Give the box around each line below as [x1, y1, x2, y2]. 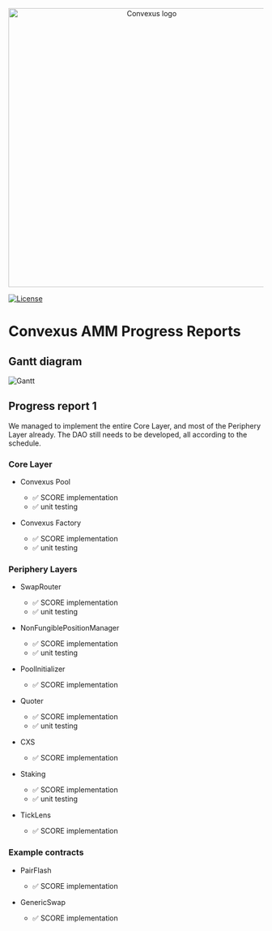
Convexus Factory [19, 518, 82, 528]
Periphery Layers [8, 564, 78, 575]
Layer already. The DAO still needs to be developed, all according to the [8, 429, 248, 439]
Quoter [19, 696, 45, 706]
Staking [19, 769, 46, 779]
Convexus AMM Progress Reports [8, 322, 241, 341]
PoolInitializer [19, 664, 66, 674]
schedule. [8, 438, 42, 448]
